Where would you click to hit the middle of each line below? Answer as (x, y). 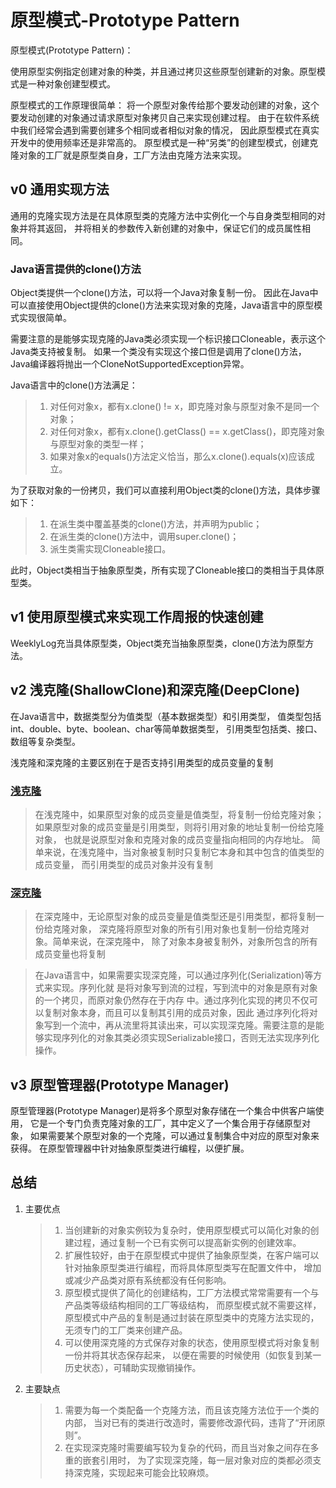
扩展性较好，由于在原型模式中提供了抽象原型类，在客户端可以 (192, 1255)
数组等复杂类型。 (45, 741)
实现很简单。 (45, 318)
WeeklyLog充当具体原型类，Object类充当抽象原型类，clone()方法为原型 (158, 643)
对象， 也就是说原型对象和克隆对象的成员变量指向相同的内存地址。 (172, 839)
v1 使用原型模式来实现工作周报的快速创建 (137, 617)
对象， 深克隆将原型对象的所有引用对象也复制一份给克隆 (185, 929)
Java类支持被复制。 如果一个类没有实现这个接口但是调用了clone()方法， (158, 352)
